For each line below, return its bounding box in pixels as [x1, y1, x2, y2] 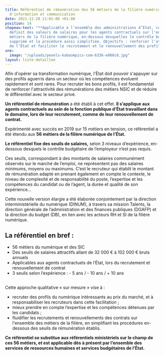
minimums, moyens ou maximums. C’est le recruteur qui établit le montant [5, 166, 154, 172]
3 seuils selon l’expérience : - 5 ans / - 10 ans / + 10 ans [12, 270, 124, 276]
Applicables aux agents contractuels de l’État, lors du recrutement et [12, 260, 150, 266]
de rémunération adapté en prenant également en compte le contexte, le [5, 171, 151, 177]
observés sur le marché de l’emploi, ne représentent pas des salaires [5, 161, 143, 166]
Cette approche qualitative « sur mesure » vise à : [5, 285, 105, 290]
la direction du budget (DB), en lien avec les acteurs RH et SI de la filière [5, 212, 150, 218]
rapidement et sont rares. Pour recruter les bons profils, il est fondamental [5, 81, 154, 87]
